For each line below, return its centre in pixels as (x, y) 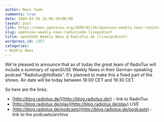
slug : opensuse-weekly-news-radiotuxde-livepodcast (59, 32)
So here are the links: (26, 89)
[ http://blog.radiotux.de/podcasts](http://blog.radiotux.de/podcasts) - (82, 109)
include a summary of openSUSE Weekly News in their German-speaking (79, 69)
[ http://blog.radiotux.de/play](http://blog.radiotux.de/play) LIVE (75, 104)
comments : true (20, 14)
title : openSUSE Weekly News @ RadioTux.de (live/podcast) (66, 37)
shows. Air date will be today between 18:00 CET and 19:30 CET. (70, 80)
